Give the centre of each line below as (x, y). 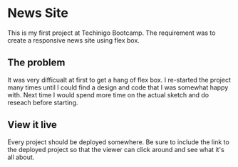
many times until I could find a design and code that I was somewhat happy (118, 87)
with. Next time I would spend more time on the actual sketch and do (108, 95)
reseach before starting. (43, 102)
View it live (32, 125)
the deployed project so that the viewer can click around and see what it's (116, 149)
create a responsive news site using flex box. (74, 40)
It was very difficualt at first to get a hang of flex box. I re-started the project (119, 80)
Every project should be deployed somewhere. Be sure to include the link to (118, 142)
